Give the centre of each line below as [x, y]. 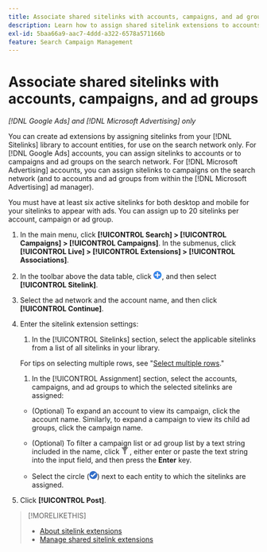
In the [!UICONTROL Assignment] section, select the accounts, [134, 379]
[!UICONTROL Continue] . [62, 309]
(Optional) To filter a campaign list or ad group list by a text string [138, 443]
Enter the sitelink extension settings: [79, 324]
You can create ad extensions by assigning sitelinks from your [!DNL [120, 137]
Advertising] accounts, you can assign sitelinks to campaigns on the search [132, 170]
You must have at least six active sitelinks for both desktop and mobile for [129, 203]
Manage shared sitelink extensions [96, 539]
